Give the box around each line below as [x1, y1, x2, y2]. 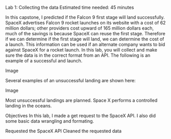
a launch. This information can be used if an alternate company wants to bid [5, 41, 165, 48]
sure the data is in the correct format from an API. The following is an [5, 52, 151, 58]
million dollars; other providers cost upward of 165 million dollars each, [5, 25, 154, 31]
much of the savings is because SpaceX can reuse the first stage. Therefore [5, 31, 166, 36]
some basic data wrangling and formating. [5, 118, 94, 124]
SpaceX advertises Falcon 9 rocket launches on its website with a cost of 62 [5, 20, 166, 26]
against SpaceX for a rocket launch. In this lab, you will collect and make [5, 47, 157, 53]
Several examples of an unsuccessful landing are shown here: [5, 78, 136, 83]
